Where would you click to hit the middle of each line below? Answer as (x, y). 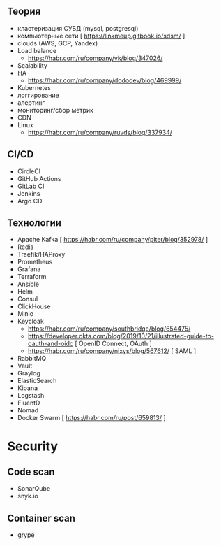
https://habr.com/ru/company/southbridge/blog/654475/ (109, 329)
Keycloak (30, 322)
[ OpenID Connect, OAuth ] (113, 344)
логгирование (38, 95)
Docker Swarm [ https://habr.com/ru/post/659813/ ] (91, 418)
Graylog (29, 373)
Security (32, 446)
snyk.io (28, 496)
